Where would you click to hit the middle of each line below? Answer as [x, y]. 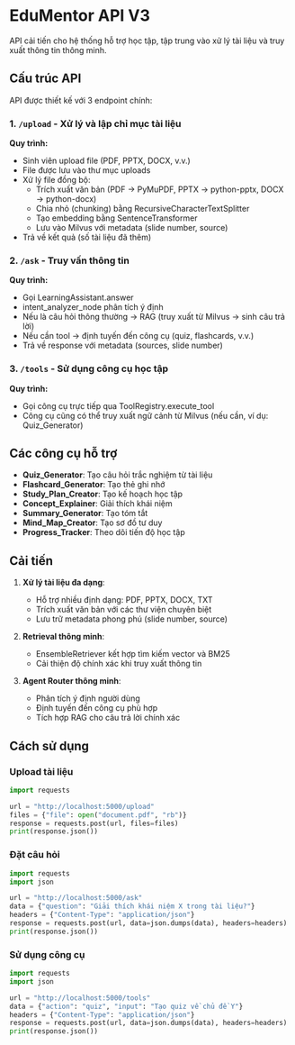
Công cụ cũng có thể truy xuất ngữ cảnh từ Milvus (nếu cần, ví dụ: [145, 415]
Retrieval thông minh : [63, 637]
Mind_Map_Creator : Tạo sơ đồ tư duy [92, 522]
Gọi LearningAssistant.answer [78, 297]
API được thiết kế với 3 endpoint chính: [81, 100]
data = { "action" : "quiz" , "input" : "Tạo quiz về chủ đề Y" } [126, 1006]
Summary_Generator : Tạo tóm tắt [85, 513]
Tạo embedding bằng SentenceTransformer [116, 218]
